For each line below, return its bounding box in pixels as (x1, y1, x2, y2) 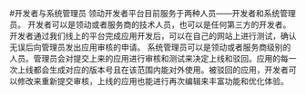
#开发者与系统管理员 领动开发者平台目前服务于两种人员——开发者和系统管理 (9, 8, 296, 18)
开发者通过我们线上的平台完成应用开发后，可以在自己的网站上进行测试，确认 (9, 31, 297, 41)
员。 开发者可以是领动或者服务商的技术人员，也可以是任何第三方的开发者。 (9, 19, 291, 30)
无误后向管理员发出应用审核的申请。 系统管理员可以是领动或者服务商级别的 (9, 42, 291, 52)
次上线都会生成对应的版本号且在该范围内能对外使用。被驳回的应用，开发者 (9, 64, 289, 75)
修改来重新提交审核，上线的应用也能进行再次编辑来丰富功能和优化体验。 (16, 76, 289, 86)
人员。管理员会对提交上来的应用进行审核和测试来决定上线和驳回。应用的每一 (9, 53, 297, 63)
